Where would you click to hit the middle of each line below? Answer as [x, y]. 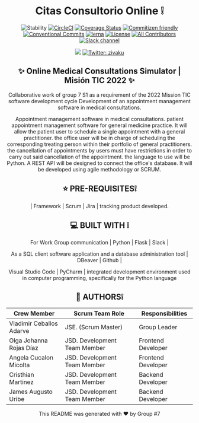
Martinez [22, 382]
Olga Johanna [29, 341]
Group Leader [158, 327]
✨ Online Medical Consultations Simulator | [99, 71]
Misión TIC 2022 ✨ [99, 80]
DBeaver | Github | [99, 260]
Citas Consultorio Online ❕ [99, 11]
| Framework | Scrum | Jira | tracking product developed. [99, 206]
